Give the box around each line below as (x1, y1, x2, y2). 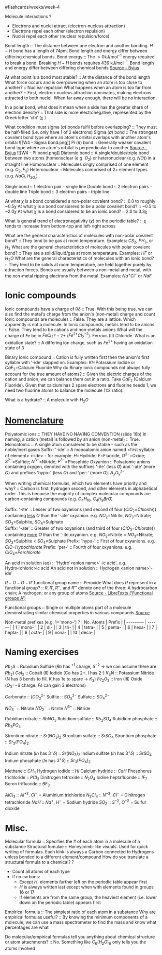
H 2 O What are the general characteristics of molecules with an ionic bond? (5, 255, 154, 262)
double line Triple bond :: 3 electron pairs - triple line (5, 189, 110, 194)
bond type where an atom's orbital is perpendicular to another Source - (5, 145, 147, 151)
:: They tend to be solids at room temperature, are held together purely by (5, 262, 152, 268)
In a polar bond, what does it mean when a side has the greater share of (5, 104, 148, 110)
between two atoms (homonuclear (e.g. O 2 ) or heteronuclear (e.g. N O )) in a (5, 155, 156, 162)
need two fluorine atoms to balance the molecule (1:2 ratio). (5, 387, 124, 393)
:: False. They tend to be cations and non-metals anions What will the (5, 327, 143, 332)
